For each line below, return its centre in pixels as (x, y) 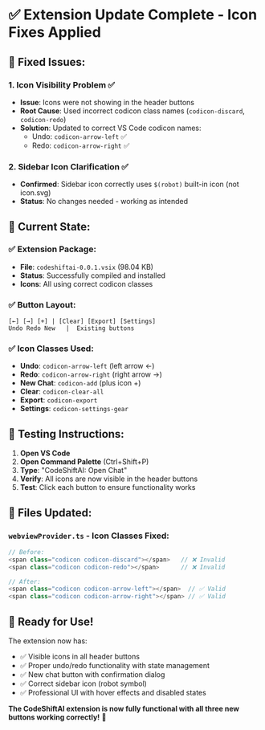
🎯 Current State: (49, 226)
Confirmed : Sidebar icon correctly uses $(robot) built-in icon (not (129, 184)
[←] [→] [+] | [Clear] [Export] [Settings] (82, 322)
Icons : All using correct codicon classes (86, 283)
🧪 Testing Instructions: (66, 434)
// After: (25, 581)
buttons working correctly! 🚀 (57, 717)
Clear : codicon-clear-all (62, 392)
